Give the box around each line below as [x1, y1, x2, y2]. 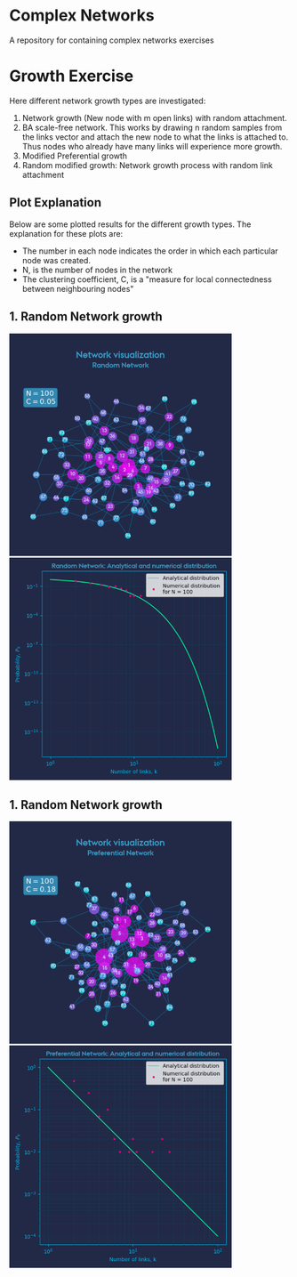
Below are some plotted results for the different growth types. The [9, 219, 252, 230]
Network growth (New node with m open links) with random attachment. [21, 112, 287, 123]
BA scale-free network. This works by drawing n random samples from [21, 122, 283, 133]
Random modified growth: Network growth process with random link [21, 159, 274, 170]
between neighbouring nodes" [21, 283, 134, 294]
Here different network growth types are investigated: [9, 95, 206, 106]
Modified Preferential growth [21, 150, 127, 161]
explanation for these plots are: [9, 228, 124, 238]
